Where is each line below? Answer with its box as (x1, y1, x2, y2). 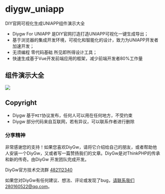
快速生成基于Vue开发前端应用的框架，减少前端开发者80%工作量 (12, 55, 143, 61)
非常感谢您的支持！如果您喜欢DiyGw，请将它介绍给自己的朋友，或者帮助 (5, 144, 153, 150)
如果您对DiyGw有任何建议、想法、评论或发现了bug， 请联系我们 (5, 177, 135, 183)
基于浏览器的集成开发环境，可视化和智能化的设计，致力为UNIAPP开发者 (12, 37, 159, 43)
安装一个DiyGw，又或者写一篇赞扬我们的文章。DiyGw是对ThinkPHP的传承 (9, 150, 161, 156)
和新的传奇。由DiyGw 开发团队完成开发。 (5, 156, 89, 162)
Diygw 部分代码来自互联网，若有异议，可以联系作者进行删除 (12, 118, 135, 124)
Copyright (5, 98, 37, 107)
